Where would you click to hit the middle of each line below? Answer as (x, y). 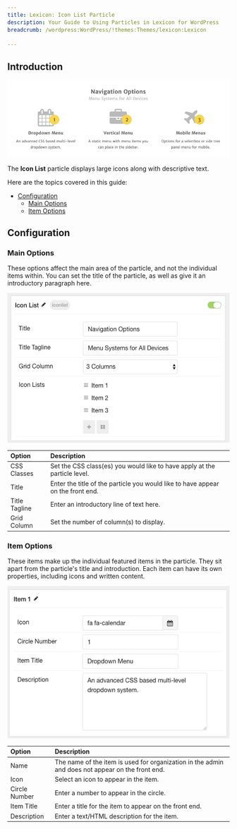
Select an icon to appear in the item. (107, 779)
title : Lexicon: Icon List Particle (61, 15)
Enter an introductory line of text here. (105, 505)
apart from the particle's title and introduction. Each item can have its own (115, 568)
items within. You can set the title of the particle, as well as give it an (107, 276)
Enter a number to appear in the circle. (110, 792)
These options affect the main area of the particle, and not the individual (112, 269)
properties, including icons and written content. (76, 576)
